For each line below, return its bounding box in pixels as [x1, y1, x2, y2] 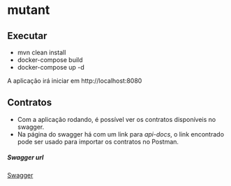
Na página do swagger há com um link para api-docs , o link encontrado [17, 130, 225, 138]
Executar [7, 30, 47, 42]
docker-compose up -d [17, 63, 85, 71]
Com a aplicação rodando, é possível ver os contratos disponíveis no [17, 115, 216, 123]
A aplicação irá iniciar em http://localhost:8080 [7, 77, 142, 85]
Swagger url [7, 153, 44, 162]
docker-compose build [17, 56, 83, 64]
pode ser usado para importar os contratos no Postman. [17, 137, 179, 146]
